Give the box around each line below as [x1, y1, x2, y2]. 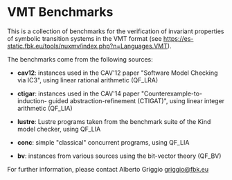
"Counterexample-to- [141, 89, 203, 98]
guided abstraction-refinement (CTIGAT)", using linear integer [48, 96, 225, 105]
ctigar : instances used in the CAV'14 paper [17, 89, 140, 98]
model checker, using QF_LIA [17, 125, 101, 133]
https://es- [163, 34, 194, 42]
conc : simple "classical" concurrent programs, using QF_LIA [17, 138, 190, 146]
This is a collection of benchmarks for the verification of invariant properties [7, 27, 224, 35]
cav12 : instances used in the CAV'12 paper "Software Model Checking [17, 69, 218, 77]
